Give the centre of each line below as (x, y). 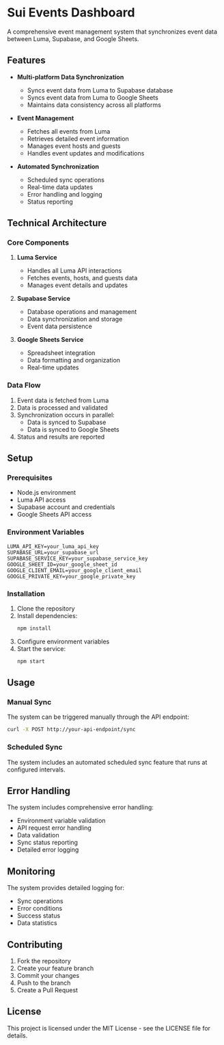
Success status (39, 915)
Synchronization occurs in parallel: (66, 415)
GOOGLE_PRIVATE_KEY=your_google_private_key (71, 576)
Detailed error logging (48, 850)
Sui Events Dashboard (71, 13)
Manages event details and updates (78, 285)
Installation (26, 593)
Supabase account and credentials (66, 507)
